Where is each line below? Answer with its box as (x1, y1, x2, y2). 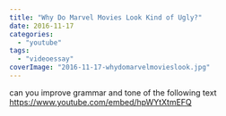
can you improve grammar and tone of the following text (9, 87, 217, 98)
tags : (9, 46, 30, 55)
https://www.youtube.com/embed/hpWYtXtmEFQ (9, 96, 193, 107)
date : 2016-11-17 (9, 21, 74, 30)
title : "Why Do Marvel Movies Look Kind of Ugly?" (9, 12, 203, 22)
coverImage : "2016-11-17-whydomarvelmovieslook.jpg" (9, 63, 211, 72)
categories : (9, 29, 54, 38)
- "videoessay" (17, 54, 74, 63)
